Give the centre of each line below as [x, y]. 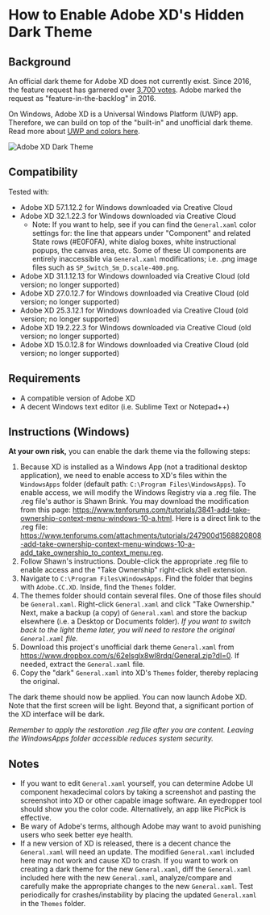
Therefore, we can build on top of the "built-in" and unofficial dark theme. [131, 122]
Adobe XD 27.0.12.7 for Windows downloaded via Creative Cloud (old [135, 293]
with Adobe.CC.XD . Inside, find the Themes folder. [98, 587]
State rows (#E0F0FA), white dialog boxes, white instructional [134, 241]
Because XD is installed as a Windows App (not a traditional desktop [133, 467]
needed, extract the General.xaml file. [82, 665]
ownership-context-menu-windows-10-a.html [96, 518]
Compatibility [43, 172]
